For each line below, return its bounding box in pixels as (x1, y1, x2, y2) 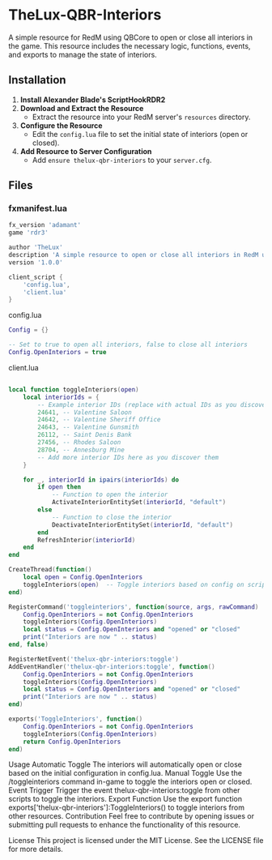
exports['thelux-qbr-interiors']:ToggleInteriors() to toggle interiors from (8, 802, 245, 812)
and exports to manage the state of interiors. (8, 49, 158, 59)
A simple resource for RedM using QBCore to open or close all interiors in (8, 32, 253, 42)
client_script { (8, 273, 63, 281)
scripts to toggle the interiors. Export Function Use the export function (8, 794, 243, 804)
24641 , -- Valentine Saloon (37, 408, 132, 417)
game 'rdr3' (8, 229, 49, 237)
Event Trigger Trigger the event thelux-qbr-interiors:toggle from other (8, 785, 240, 795)
